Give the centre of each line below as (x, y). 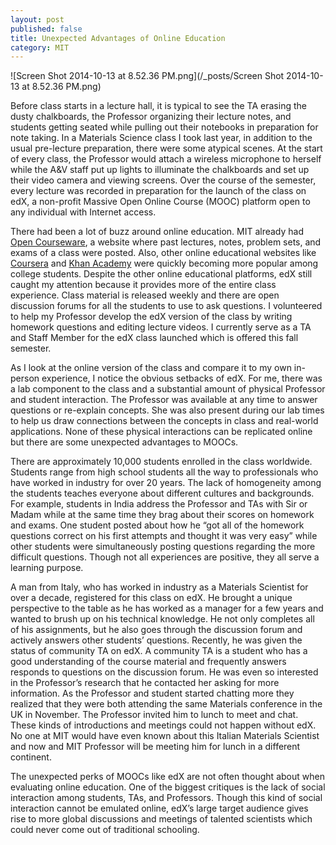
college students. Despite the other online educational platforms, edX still (161, 274)
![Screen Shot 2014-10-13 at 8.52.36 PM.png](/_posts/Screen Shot (147, 76)
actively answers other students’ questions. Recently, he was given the (156, 640)
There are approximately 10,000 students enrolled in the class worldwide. (161, 462)
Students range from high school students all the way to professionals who (164, 472)
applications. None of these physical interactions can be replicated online (161, 432)
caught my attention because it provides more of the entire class (143, 285)
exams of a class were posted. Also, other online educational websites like (163, 253)
